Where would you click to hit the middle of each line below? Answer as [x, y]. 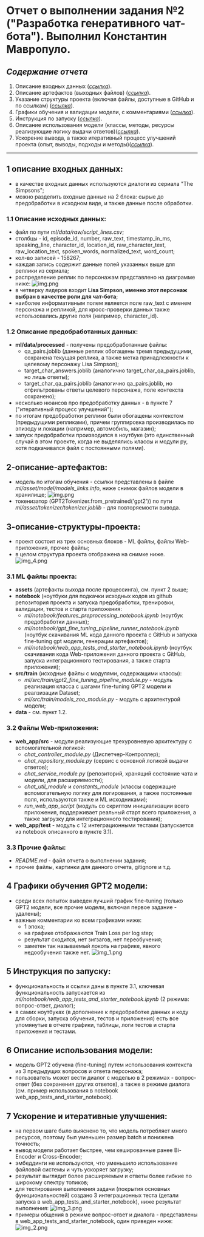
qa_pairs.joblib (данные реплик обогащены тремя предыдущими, [108, 351]
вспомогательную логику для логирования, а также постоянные [108, 792]
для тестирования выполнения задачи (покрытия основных [93, 1189]
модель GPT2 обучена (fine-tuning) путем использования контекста [104, 1065]
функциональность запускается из [60, 992]
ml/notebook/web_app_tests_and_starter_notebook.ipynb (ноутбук [108, 648]
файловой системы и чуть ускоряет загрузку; [74, 1170]
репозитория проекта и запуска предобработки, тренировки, [95, 602]
